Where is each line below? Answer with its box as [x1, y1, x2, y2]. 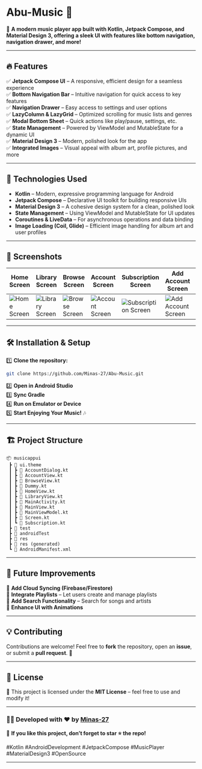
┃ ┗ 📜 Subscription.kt [8, 520, 66, 526]
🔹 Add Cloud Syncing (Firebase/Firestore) [6, 584, 113, 592]
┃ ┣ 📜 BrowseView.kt [8, 478, 61, 484]
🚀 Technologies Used [6, 174, 87, 185]
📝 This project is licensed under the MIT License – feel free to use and [6, 688, 180, 695]
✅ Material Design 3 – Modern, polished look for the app [6, 137, 147, 144]
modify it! [6, 695, 30, 702]
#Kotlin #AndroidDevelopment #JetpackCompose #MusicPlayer [6, 743, 165, 750]
